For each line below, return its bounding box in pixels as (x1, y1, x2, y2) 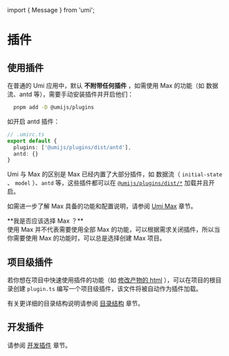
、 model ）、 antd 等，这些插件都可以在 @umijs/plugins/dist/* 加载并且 (7, 179, 209, 187)
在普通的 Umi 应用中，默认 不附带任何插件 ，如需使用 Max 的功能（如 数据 (7, 82, 219, 89)
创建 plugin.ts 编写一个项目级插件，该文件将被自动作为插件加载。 (12, 285, 203, 293)
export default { (7, 138, 57, 144)
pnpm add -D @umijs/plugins (13, 104, 95, 111)
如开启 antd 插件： (7, 117, 60, 125)
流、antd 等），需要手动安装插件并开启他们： (7, 90, 134, 98)
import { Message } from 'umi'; (7, 6, 95, 14)
